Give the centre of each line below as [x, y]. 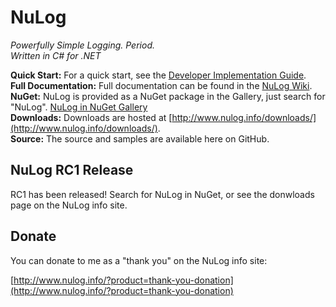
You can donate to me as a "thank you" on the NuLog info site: [139, 260]
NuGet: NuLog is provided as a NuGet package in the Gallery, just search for [168, 96]
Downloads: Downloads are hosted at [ [91, 117]
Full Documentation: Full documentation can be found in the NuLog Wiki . [161, 85]
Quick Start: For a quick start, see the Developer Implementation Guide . [158, 75]
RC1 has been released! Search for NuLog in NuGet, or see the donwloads [162, 194]
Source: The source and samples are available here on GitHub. [140, 138]
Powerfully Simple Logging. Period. [82, 45]
